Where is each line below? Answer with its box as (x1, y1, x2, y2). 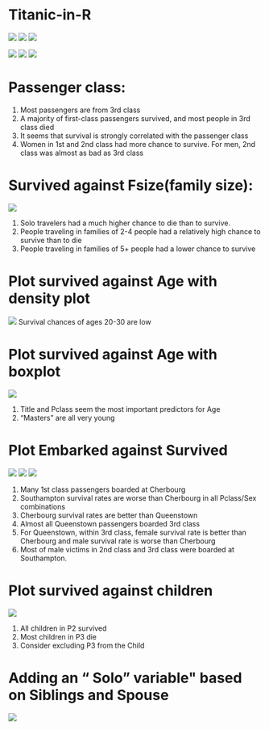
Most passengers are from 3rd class (19, 105, 141, 115)
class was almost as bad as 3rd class (19, 148, 143, 157)
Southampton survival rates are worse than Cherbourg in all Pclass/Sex (19, 493, 257, 502)
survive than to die (19, 235, 82, 245)
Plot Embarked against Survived (8, 441, 228, 459)
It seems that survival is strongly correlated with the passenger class (19, 131, 249, 141)
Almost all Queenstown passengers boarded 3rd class (19, 518, 200, 528)
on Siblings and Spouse (8, 686, 169, 704)
